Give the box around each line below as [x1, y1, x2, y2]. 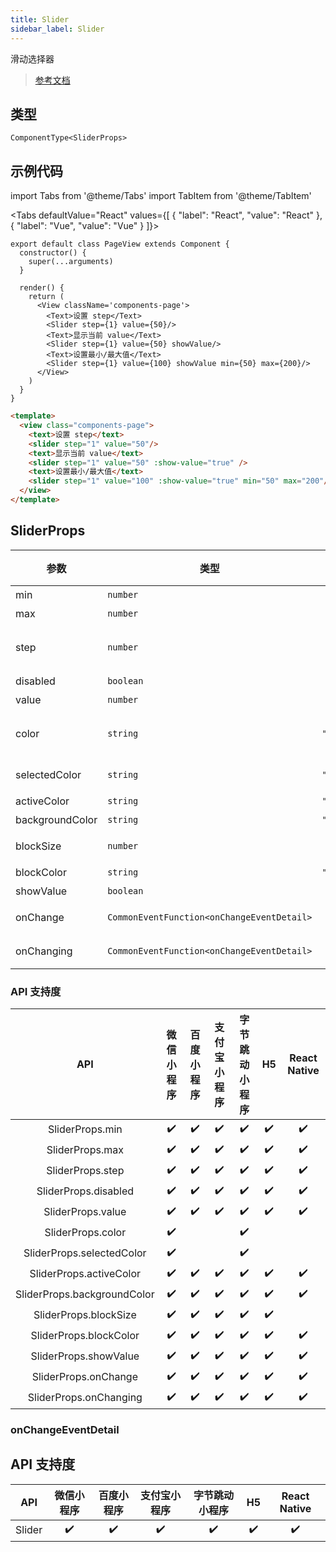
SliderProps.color [44, 1226, 127, 1240]
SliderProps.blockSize [33, 1308, 137, 1322]
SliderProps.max [46, 1143, 124, 1157]
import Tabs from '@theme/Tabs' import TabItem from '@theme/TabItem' [10, 190, 312, 202]
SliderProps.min [47, 1122, 123, 1136]
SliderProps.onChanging [27, 1391, 143, 1405]
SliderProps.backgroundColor [15, 1287, 155, 1301]
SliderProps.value [43, 1205, 127, 1219]
